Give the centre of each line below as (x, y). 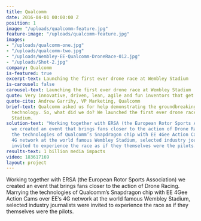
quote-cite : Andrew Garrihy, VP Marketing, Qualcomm (73, 101)
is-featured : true (29, 73)
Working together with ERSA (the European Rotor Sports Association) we (96, 180)
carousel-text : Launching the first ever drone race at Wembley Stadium (99, 90)
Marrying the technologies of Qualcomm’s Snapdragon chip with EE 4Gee (97, 192)
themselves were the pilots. (40, 211)
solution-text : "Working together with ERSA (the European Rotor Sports (99, 124)
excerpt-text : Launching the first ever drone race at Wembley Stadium (97, 79)
